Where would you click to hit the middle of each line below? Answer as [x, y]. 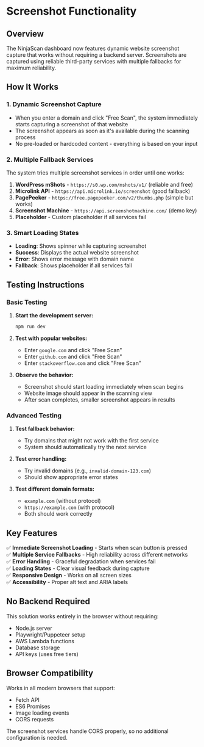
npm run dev [30, 327]
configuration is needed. [37, 737]
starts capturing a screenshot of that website [72, 124]
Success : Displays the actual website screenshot [77, 253]
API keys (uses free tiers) [47, 654]
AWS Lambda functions [45, 641]
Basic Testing [27, 302]
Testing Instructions [45, 285]
